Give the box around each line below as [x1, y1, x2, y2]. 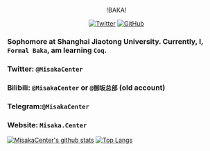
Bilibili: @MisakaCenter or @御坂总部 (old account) [7, 83, 166, 93]
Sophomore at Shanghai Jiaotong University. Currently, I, [7, 36, 204, 46]
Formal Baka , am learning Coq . [7, 45, 107, 55]
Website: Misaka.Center [7, 120, 87, 129]
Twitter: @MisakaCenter [7, 64, 83, 74]
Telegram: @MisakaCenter [7, 101, 90, 111]
